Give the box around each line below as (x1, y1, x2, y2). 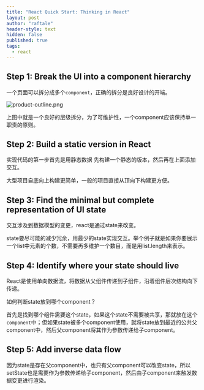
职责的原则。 (6, 121, 39, 129)
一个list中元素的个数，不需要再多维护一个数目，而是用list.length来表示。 (6, 242, 189, 250)
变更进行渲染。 (11, 377, 50, 384)
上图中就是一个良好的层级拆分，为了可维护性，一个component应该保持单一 (6, 113, 196, 121)
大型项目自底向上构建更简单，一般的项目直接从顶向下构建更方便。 (6, 177, 173, 184)
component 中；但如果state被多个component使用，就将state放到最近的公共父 (6, 319, 198, 326)
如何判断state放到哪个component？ (6, 298, 96, 305)
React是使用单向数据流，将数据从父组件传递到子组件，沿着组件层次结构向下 (6, 277, 198, 285)
